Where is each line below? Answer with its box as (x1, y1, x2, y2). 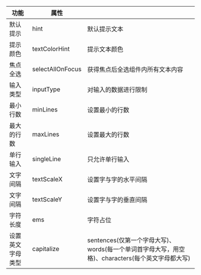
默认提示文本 (87, 25, 124, 33)
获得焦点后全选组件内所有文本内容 (87, 65, 184, 74)
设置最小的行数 (87, 106, 130, 114)
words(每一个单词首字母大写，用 (87, 245, 179, 253)
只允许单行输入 (87, 155, 130, 164)
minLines (32, 105, 58, 113)
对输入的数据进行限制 (87, 86, 148, 93)
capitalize (32, 245, 60, 253)
